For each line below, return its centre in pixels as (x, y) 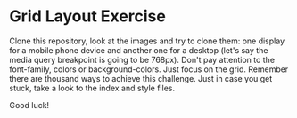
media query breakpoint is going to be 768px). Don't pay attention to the (142, 59)
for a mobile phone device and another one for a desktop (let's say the (139, 50)
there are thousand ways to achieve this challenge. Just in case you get (141, 78)
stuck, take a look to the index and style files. (92, 88)
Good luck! (29, 105)
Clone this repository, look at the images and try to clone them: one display (147, 41)
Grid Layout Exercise (88, 16)
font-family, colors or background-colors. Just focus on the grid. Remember (149, 69)
